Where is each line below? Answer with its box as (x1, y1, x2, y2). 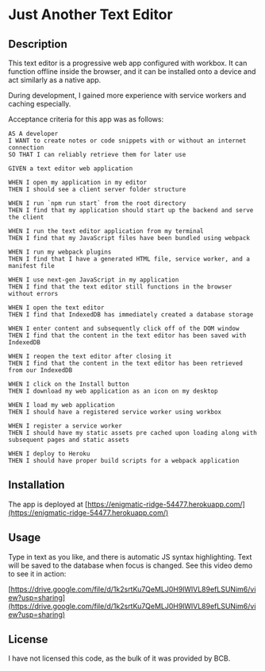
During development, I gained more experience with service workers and (8, 91, 247, 100)
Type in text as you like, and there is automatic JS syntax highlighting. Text (8, 552, 252, 561)
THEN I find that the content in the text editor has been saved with (8, 332, 247, 339)
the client (8, 213, 44, 221)
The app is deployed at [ (8, 499, 88, 509)
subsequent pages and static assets (8, 436, 129, 444)
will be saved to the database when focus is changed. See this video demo (8, 560, 253, 570)
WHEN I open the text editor (8, 304, 105, 312)
